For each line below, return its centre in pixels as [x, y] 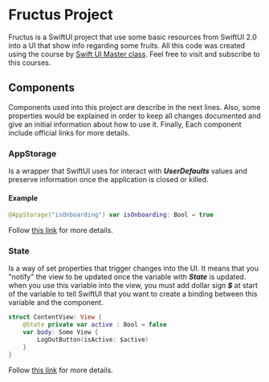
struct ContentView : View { [55, 317]
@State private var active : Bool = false [95, 325]
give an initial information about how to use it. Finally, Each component [125, 124]
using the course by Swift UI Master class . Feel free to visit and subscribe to [134, 54]
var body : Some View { [61, 332]
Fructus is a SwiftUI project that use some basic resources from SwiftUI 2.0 [132, 37]
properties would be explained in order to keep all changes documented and [134, 116]
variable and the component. [56, 303]
